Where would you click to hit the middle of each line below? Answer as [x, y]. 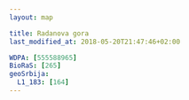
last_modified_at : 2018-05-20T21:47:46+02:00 [94, 42]
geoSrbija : [29, 74]
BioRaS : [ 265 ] [35, 66]
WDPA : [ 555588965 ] [43, 58]
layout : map [31, 17]
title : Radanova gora [49, 33]
